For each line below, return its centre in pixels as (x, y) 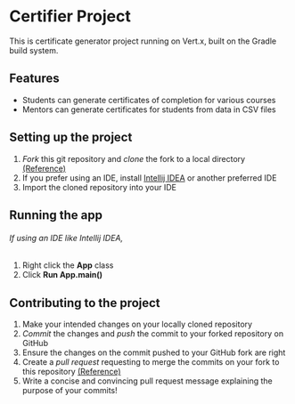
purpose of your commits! (70, 390)
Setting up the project (71, 137)
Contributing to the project (85, 303)
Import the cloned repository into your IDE (99, 187)
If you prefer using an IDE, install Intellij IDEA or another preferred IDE (149, 178)
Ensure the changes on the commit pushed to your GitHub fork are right (154, 352)
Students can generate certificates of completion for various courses (149, 100)
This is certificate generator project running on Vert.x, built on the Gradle (143, 41)
